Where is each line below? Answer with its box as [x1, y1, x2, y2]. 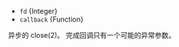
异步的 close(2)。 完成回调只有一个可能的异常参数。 [8, 31, 176, 39]
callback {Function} [19, 15, 84, 24]
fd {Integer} [19, 7, 58, 15]
